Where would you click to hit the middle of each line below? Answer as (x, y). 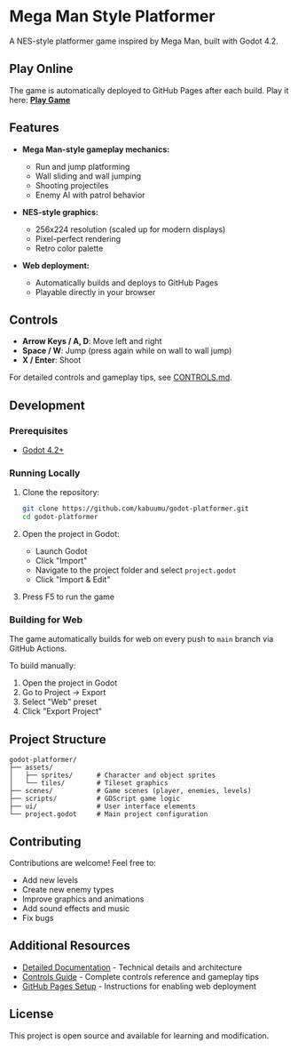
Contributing (45, 842)
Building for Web (46, 620)
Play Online (41, 69)
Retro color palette (69, 248)
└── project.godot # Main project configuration (109, 814)
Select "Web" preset (59, 702)
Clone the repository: (61, 493)
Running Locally (45, 473)
